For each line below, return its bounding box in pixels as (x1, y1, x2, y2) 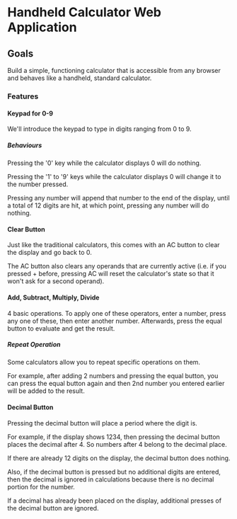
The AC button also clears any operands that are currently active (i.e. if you (7, 262, 226, 270)
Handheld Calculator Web (7, 4, 161, 21)
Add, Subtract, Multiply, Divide (7, 293, 100, 302)
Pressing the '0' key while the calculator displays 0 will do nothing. (7, 159, 202, 167)
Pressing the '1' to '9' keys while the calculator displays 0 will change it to (7, 173, 221, 181)
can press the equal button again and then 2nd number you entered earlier (7, 380, 225, 388)
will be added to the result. (7, 387, 85, 395)
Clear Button (7, 224, 46, 234)
